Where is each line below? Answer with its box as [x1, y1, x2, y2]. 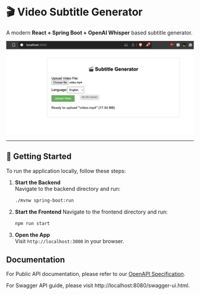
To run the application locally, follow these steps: [6, 167, 126, 174]
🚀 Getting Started [6, 152, 72, 162]
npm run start [14, 220, 50, 227]
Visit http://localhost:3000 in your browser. [14, 237, 124, 244]
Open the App [14, 231, 51, 238]
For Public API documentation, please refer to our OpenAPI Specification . [6, 271, 186, 278]
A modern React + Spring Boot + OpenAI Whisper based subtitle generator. [6, 29, 193, 36]
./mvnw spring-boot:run [14, 197, 74, 203]
